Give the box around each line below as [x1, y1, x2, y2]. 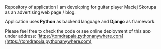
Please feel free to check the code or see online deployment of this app [5, 28, 151, 33]
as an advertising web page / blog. [5, 9, 76, 15]
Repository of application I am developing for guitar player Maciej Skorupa [5, 4, 157, 10]
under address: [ [5, 33, 39, 39]
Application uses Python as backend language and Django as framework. [5, 19, 156, 24]
